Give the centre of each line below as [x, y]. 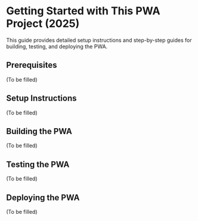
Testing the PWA [38, 164]
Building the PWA [39, 131]
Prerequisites [32, 65]
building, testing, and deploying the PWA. [57, 46]
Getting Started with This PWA [83, 11]
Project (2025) [43, 24]
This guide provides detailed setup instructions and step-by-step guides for [99, 40]
